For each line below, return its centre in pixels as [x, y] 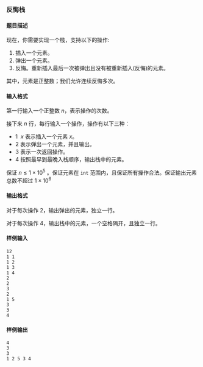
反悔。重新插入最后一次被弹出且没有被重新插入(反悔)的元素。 [92, 68]
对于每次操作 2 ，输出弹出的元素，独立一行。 [62, 210]
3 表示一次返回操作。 [42, 152]
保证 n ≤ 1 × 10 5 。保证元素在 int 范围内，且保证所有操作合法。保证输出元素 [101, 172]
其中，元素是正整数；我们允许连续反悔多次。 [62, 81]
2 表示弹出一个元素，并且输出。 [55, 144]
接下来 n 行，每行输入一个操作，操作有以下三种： [68, 124]
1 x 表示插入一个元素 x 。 [46, 137]
